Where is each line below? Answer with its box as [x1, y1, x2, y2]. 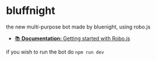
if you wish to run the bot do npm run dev [6, 48, 104, 55]
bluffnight [6, 4, 56, 17]
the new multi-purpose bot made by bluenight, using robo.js [6, 23, 151, 30]
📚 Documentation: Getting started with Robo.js [14, 35, 130, 42]
